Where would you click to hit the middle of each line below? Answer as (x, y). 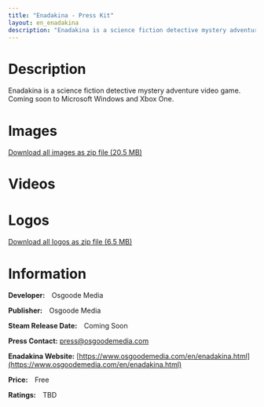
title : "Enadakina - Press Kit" (61, 15)
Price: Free (29, 380)
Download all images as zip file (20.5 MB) (75, 152)
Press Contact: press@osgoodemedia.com (79, 341)
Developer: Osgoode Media (56, 295)
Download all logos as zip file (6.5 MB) (70, 242)
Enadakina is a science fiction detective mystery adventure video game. (125, 90)
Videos (32, 184)
